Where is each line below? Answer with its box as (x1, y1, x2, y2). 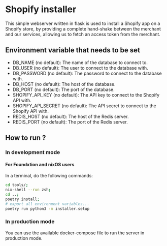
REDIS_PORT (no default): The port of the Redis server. (12, 118, 128, 125)
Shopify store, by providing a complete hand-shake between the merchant (5, 25, 161, 32)
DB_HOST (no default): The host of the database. (12, 81, 116, 87)
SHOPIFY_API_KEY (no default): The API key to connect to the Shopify (12, 91, 160, 98)
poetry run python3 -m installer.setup (5, 206, 90, 211)
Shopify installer (5, 4, 77, 15)
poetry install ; (5, 197, 40, 202)
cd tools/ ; (5, 182, 28, 188)
